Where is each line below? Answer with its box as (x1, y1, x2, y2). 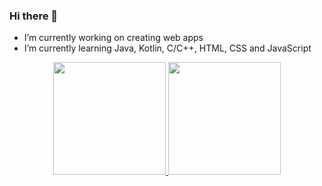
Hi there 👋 (9, 9, 59, 23)
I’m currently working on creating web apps (23, 32, 204, 44)
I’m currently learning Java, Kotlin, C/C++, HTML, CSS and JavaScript (23, 42, 312, 54)
